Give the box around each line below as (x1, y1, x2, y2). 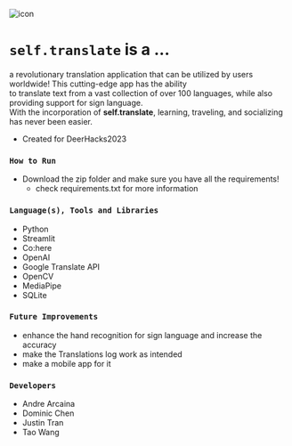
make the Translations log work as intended (21, 348, 182, 360)
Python (21, 223, 49, 234)
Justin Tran (21, 418, 64, 428)
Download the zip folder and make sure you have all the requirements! (21, 174, 280, 184)
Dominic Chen (21, 408, 75, 418)
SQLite (21, 289, 47, 300)
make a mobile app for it (21, 358, 111, 369)
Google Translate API (21, 261, 101, 272)
